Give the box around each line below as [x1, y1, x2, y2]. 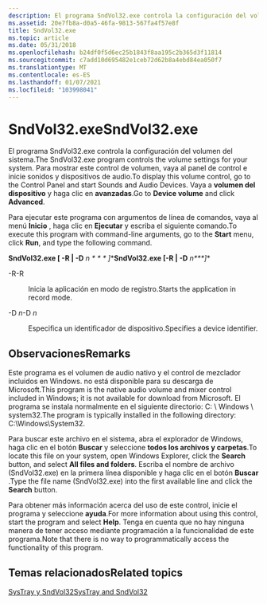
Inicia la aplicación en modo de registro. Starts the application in [28, 284, 236, 294]
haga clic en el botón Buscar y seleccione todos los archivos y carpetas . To [8, 443, 257, 453]
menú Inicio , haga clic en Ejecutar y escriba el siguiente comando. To [8, 221, 237, 231]
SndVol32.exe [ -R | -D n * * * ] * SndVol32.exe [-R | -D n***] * [8, 253, 211, 263]
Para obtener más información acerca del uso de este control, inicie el [8, 500, 238, 510]
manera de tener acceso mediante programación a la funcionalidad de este [8, 526, 254, 535]
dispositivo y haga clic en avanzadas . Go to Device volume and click [8, 189, 235, 198]
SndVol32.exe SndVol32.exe [8, 120, 199, 138]
